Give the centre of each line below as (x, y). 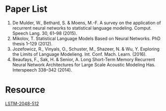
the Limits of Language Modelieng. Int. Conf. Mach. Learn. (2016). (80, 54)
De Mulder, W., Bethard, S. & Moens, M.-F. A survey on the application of (86, 23)
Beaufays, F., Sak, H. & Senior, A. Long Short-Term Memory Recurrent (83, 59)
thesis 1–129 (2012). (32, 43)
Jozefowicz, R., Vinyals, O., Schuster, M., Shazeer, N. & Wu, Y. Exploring (86, 49)
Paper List (26, 9)
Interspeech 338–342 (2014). (42, 70)
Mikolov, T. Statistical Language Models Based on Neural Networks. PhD (86, 38)
